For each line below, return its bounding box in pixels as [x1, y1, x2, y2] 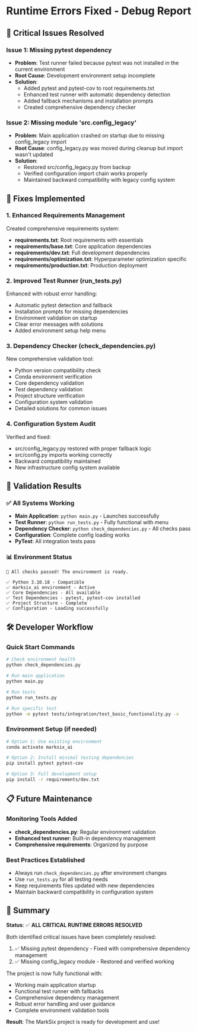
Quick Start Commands [6, 643, 75, 652]
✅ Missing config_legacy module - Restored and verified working [14, 958, 174, 965]
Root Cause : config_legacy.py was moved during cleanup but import [14, 145, 183, 152]
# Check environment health [6, 656, 76, 662]
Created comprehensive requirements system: [6, 225, 120, 232]
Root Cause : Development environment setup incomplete [14, 71, 155, 79]
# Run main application [6, 673, 65, 679]
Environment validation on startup [14, 314, 98, 322]
